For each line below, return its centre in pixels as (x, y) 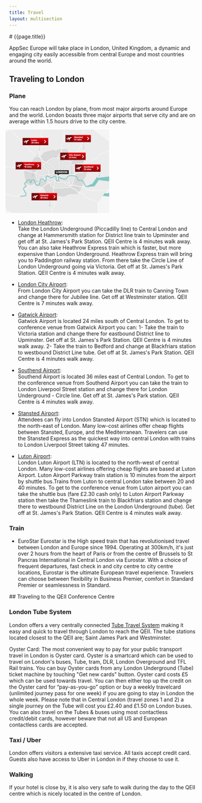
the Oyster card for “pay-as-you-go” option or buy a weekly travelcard (95, 687)
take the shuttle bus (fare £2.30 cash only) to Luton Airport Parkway (101, 494)
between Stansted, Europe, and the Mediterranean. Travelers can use (102, 432)
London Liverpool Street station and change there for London (92, 389)
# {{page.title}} (27, 36)
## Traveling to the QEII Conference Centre (62, 597)
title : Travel (27, 12)
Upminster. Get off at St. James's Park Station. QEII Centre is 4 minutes (105, 340)
